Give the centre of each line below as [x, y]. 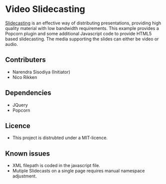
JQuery [20, 105]
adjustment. [25, 176]
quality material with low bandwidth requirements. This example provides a [82, 28]
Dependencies [28, 93]
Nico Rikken [25, 77]
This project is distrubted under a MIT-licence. [60, 138]
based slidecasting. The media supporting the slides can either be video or [82, 39]
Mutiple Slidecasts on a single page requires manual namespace [79, 171]
